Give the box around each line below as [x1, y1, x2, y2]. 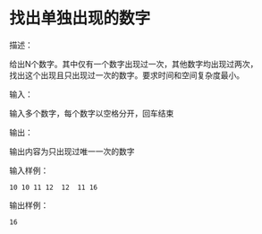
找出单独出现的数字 [9, 8, 151, 29]
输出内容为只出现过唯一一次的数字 [9, 145, 135, 157]
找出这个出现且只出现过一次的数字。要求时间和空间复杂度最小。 [9, 69, 244, 81]
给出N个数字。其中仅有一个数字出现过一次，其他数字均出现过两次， [9, 58, 258, 69]
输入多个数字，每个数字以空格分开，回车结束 [9, 108, 174, 118]
